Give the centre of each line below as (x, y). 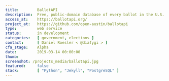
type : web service (34, 29)
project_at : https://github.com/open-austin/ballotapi (67, 24)
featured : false (27, 66)
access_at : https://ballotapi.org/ (46, 19)
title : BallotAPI (31, 10)
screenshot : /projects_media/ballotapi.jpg (52, 61)
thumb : (12, 57)
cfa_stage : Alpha (27, 47)
